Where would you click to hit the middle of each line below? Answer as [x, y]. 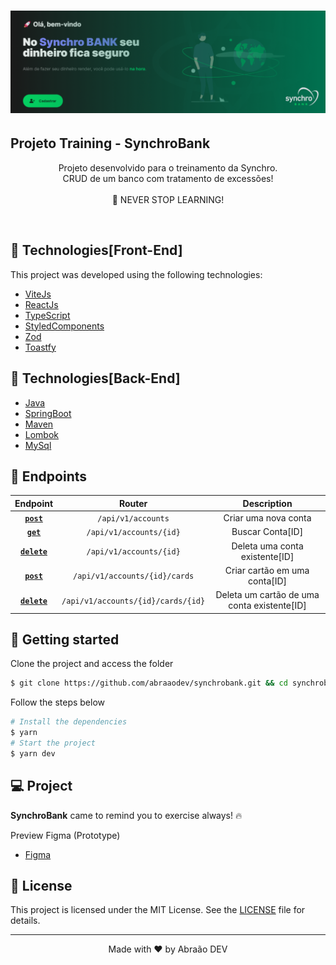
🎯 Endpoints [49, 476]
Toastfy [40, 347]
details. [25, 921]
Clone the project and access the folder [92, 664]
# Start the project [53, 743]
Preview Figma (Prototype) [65, 835]
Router [133, 503]
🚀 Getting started [65, 639]
